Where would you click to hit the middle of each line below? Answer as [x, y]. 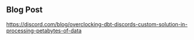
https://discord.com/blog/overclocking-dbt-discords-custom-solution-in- [97, 24]
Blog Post [25, 10]
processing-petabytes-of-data [44, 30]
